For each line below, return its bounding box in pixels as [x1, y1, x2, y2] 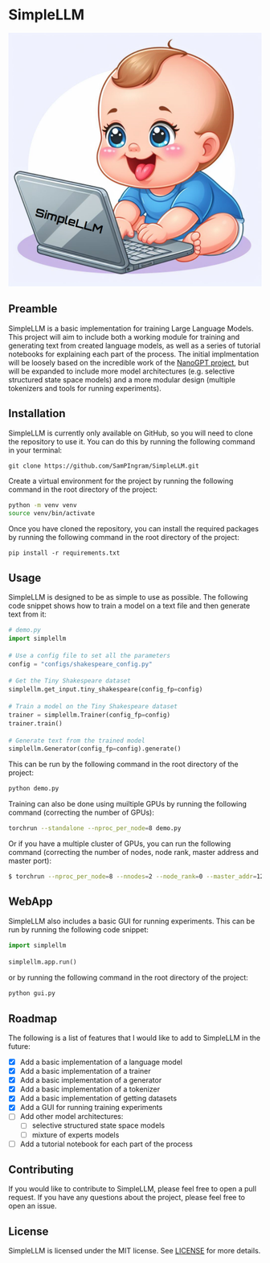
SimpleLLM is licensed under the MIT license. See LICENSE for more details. [8, 1246, 261, 1256]
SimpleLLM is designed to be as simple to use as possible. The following [8, 592, 248, 602]
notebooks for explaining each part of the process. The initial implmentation [8, 349, 260, 359]
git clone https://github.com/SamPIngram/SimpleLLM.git [8, 461, 199, 470]
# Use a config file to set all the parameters [8, 651, 171, 659]
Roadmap [8, 1012, 58, 1026]
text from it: [8, 609, 47, 619]
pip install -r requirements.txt [8, 549, 121, 557]
